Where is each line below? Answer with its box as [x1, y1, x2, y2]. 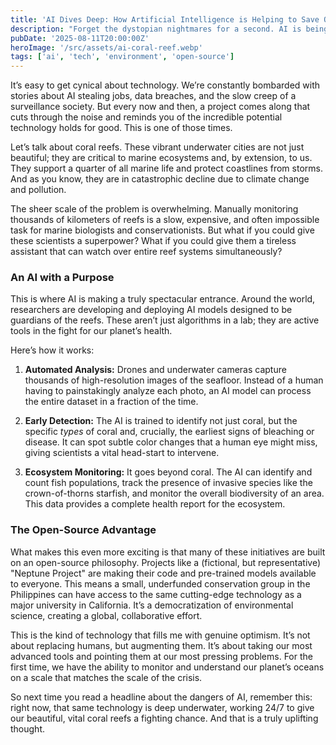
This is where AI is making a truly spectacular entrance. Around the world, [10, 293, 316, 305]
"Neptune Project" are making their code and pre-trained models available [10, 567, 317, 579]
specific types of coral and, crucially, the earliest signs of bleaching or [24, 426, 315, 438]
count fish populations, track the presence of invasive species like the [24, 477, 313, 489]
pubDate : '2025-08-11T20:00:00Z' [10, 33, 150, 43]
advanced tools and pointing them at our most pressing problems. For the [10, 650, 313, 662]
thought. [10, 722, 46, 735]
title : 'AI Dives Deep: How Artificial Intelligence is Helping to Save [10, 14, 320, 25]
